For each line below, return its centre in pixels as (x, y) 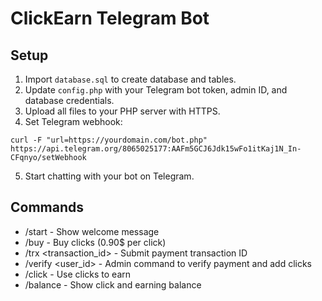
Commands (47, 207)
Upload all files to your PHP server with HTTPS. (122, 111)
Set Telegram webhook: (73, 121)
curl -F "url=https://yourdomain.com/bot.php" (109, 140)
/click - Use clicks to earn (78, 274)
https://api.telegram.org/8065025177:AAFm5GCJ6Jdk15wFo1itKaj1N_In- (156, 149)
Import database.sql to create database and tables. (130, 79)
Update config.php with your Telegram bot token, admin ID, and (156, 90)
